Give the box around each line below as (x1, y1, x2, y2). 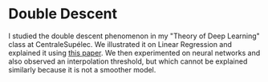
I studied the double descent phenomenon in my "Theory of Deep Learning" (8, 31, 261, 41)
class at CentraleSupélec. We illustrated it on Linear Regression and (8, 39, 233, 49)
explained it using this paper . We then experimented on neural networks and (8, 48, 261, 57)
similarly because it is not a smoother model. (8, 64, 156, 74)
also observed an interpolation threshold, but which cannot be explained (8, 57, 248, 66)
